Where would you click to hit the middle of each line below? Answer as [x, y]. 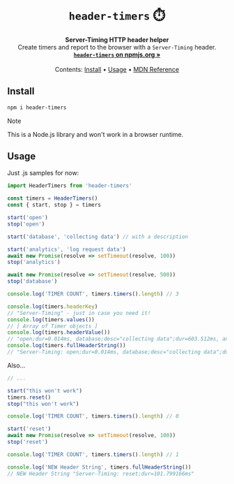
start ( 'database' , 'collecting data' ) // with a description [98, 237]
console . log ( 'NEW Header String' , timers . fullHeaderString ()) [99, 467]
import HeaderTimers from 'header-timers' [70, 186]
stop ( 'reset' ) [28, 442]
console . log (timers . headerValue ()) [59, 332]
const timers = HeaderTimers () [53, 198]
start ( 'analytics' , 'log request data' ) [67, 249]
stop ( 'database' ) [32, 281]
